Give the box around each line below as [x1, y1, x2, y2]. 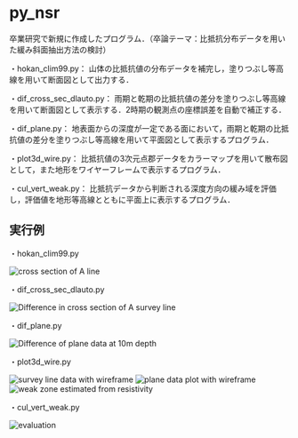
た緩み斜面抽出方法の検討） [9, 44, 111, 55]
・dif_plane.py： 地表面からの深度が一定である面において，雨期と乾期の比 [9, 123, 282, 133]
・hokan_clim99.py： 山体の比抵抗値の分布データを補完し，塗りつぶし [9, 63, 269, 74]
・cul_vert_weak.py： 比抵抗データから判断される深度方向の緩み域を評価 [9, 183, 278, 194]
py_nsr [9, 3, 60, 23]
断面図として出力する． [47, 74, 134, 84]
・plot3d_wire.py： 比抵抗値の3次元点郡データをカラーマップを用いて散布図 [9, 153, 288, 163]
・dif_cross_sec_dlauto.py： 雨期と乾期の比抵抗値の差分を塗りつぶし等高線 [9, 92, 286, 104]
